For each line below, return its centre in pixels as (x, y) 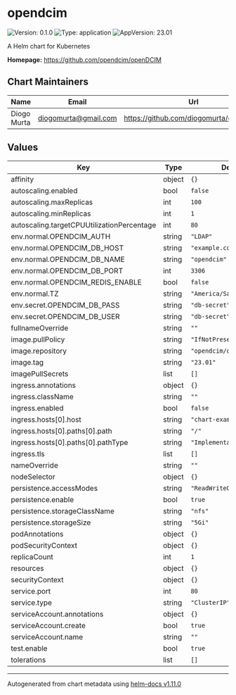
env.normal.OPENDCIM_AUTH (61, 236)
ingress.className (42, 396)
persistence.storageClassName (63, 511)
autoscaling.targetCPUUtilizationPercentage (84, 225)
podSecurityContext (44, 545)
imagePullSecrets (40, 373)
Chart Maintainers (48, 82)
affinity (22, 179)
